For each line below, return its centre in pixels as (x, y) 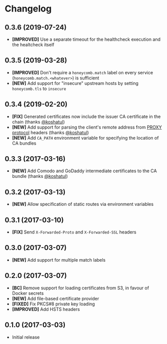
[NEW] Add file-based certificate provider (55, 298)
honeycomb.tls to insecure (39, 88)
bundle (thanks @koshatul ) (40, 176)
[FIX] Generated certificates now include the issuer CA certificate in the (86, 117)
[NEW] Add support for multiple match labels (59, 260)
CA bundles (24, 143)
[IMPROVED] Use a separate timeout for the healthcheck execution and (86, 39)
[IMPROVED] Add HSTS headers (46, 309)
